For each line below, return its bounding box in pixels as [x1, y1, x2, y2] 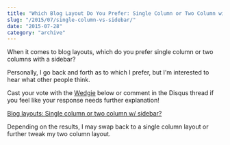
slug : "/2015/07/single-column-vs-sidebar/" [7, 16, 136, 23]
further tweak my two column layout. [7, 130, 111, 138]
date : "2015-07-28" [7, 23, 63, 29]
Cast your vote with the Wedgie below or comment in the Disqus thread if [7, 89, 214, 97]
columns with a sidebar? [7, 55, 76, 64]
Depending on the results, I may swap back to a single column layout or [7, 122, 209, 131]
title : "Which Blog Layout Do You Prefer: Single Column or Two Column [7, 10, 216, 17]
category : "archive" [7, 29, 66, 36]
